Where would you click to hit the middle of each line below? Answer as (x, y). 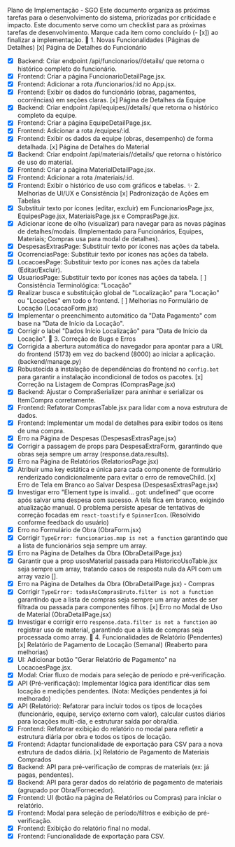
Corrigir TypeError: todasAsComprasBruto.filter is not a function (115, 592)
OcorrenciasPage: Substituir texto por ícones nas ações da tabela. (113, 254)
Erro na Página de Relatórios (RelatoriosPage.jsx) (88, 461)
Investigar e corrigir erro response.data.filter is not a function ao (117, 622)
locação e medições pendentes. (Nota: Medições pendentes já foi (112, 691)
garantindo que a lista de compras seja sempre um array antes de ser (117, 599)
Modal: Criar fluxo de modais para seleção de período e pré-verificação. (122, 675)
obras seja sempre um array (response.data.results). (93, 454)
